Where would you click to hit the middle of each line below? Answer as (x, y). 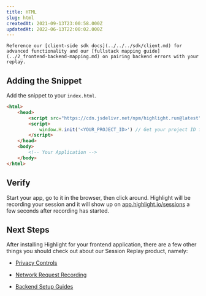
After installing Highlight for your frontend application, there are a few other (101, 245)
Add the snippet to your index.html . (51, 96)
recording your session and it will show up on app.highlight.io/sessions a (98, 204)
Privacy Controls (36, 263)
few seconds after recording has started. (58, 211)
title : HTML (21, 12)
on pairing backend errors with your (151, 57)
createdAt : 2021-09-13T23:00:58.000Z (55, 23)
